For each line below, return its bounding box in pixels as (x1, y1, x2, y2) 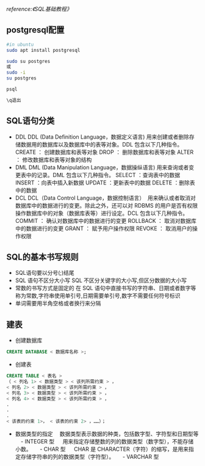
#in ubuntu (6, 42, 34, 48)
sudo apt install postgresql (6, 47, 81, 53)
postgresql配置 (6, 25, 65, 35)
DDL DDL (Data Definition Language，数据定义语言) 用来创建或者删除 (15, 133, 190, 140)
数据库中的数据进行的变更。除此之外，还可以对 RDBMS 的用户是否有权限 (15, 202, 198, 209)
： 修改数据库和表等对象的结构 (15, 156, 92, 163)
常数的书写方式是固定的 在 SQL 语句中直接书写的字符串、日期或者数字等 (15, 285, 196, 292)
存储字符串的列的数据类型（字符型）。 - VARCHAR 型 (20, 453, 159, 460)
